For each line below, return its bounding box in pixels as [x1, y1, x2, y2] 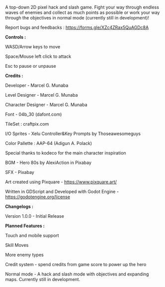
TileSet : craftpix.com [5, 121, 49, 127]
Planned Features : [5, 223, 45, 229]
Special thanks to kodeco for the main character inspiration [5, 150, 126, 156]
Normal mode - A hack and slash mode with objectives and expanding [5, 271, 149, 277]
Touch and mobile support [5, 233, 59, 238]
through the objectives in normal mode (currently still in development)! [5, 15, 150, 20]
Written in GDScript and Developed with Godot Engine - [5, 189, 119, 194]
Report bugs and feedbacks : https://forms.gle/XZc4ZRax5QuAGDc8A [5, 24, 149, 30]
